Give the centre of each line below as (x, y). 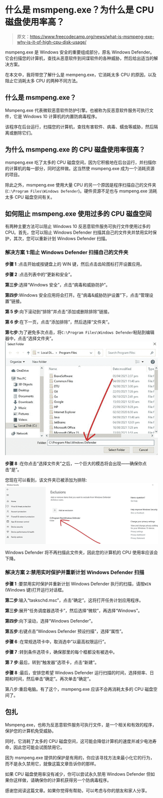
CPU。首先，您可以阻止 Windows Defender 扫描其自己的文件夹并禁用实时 (79, 232)
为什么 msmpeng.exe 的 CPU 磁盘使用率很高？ (75, 150)
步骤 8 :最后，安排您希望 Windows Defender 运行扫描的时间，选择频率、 (77, 673)
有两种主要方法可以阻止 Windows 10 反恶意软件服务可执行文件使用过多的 (78, 227)
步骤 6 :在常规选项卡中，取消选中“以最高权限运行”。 (57, 642)
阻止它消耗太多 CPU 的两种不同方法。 (43, 80)
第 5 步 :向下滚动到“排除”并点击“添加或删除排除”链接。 (59, 311)
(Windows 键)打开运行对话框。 (36, 590)
